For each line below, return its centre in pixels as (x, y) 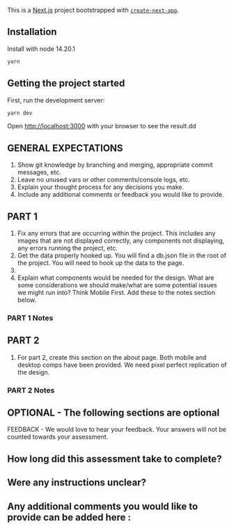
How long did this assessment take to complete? (115, 459)
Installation (32, 32)
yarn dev (20, 113)
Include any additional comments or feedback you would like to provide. (120, 195)
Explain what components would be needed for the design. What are (116, 278)
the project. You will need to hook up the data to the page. (101, 263)
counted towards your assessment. (58, 437)
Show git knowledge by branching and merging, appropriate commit (115, 165)
